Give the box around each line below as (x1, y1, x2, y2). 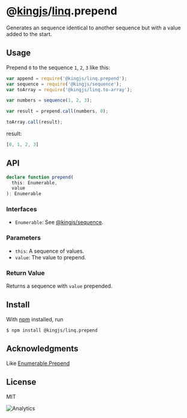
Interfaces (6, 205, 37, 214)
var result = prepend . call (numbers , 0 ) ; (6, 108, 109, 115)
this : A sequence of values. (14, 247, 85, 255)
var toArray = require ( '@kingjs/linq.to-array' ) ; (6, 86, 133, 92)
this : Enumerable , (11, 180, 58, 186)
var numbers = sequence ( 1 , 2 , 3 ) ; (6, 97, 93, 103)
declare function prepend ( (6, 174, 74, 180)
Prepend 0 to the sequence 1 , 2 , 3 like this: (6, 64, 110, 71)
